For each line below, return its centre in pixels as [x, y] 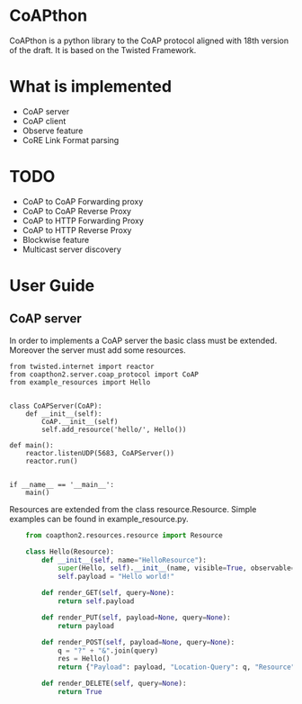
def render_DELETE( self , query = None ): [114, 684]
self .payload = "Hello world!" [116, 577]
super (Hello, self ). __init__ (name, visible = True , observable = [176, 568]
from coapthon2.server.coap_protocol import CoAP [104, 375]
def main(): [31, 445]
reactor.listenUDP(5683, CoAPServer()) [100, 453]
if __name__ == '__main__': [62, 484]
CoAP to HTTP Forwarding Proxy [83, 221]
